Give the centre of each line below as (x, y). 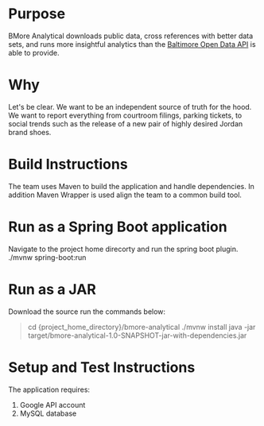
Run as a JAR (52, 289)
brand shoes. (30, 132)
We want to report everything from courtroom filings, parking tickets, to (125, 115)
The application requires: (49, 389)
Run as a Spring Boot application (118, 227)
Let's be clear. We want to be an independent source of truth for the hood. (130, 106)
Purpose (37, 14)
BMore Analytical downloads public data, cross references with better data (131, 36)
